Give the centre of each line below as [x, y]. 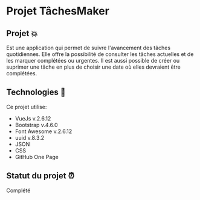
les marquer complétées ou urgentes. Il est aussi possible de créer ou [93, 61]
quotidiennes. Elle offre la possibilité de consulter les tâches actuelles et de [100, 54]
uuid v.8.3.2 [30, 137]
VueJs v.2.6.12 [33, 118]
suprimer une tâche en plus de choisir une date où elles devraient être [94, 67]
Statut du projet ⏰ [40, 176]
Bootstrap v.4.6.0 [37, 125]
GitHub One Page [37, 157]
